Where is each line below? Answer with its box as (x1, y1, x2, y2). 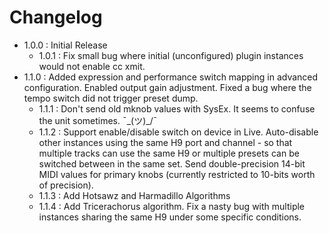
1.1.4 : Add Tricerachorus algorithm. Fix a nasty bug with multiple (38, 200, 306, 212)
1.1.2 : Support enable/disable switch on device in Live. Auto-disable (38, 126, 319, 138)
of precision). (38, 179, 94, 191)
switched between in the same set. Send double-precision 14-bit (38, 157, 306, 170)
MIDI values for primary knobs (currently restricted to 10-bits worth (38, 168, 316, 180)
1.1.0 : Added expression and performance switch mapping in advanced (23, 71, 319, 83)
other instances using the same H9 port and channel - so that (38, 136, 293, 148)
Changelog (9, 6, 103, 29)
